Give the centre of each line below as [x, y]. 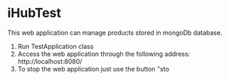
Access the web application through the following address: [104, 54]
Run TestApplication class [55, 46]
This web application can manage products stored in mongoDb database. [115, 33]
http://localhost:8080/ [50, 61]
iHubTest [34, 13]
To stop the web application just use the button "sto [93, 69]
